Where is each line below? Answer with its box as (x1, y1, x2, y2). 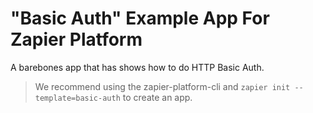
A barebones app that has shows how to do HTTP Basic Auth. (10, 61, 265, 73)
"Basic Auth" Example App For (10, 7, 270, 30)
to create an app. (122, 91, 193, 103)
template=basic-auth (34, 93, 121, 103)
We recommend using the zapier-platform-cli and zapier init (34, 80, 291, 92)
